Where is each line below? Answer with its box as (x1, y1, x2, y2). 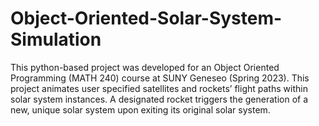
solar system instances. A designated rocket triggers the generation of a (10, 93, 309, 105)
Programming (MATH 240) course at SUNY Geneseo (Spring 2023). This (10, 72, 310, 84)
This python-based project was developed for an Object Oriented (10, 61, 280, 73)
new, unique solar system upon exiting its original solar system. (10, 103, 271, 116)
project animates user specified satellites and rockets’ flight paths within (10, 82, 308, 94)
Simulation (10, 28, 102, 51)
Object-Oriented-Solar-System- (10, 7, 283, 30)
